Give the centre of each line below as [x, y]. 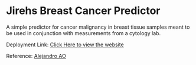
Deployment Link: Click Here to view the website [65, 45]
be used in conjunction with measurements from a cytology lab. [84, 33]
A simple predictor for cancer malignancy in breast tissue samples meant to [98, 27]
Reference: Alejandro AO [36, 56]
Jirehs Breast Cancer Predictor [83, 11]
